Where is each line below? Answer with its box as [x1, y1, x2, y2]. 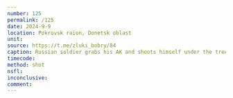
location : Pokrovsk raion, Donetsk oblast [7, 29, 132, 37]
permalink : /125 [7, 17, 54, 23]
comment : [7, 81, 33, 88]
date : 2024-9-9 [7, 23, 51, 30]
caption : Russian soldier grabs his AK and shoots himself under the [7, 49, 213, 56]
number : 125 [7, 10, 42, 17]
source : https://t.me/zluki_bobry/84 [7, 42, 116, 49]
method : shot [7, 61, 45, 68]
